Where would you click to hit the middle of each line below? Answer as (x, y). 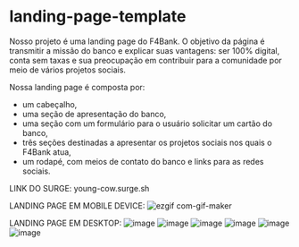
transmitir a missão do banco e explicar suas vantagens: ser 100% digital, (145, 50)
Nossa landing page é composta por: (77, 87)
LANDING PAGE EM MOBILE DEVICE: (77, 205)
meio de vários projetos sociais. (68, 70)
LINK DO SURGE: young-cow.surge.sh (79, 188)
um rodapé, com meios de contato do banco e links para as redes (143, 161)
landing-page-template (98, 17)
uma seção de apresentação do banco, (94, 114)
